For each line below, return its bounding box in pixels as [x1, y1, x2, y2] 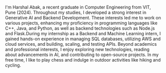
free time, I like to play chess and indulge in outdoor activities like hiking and [5, 57, 161, 63]
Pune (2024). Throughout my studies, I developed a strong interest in [5, 9, 147, 15]
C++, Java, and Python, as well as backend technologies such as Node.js [5, 25, 155, 31]
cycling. [5, 62, 21, 68]
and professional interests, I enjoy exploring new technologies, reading [5, 47, 150, 52]
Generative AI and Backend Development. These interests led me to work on [5, 15, 161, 20]
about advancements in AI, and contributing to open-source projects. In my [5, 52, 159, 58]
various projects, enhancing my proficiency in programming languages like [5, 20, 158, 26]
